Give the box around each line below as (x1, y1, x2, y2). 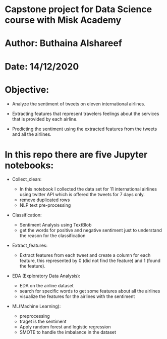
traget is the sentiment (19, 318, 67, 325)
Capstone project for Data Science (5, 4, 152, 15)
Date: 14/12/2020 (5, 61, 79, 72)
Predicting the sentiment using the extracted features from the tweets (12, 126, 157, 132)
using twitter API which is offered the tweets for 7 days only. (19, 192, 145, 198)
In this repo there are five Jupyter (5, 148, 148, 160)
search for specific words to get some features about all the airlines (19, 288, 160, 294)
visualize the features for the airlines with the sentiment (19, 293, 135, 299)
